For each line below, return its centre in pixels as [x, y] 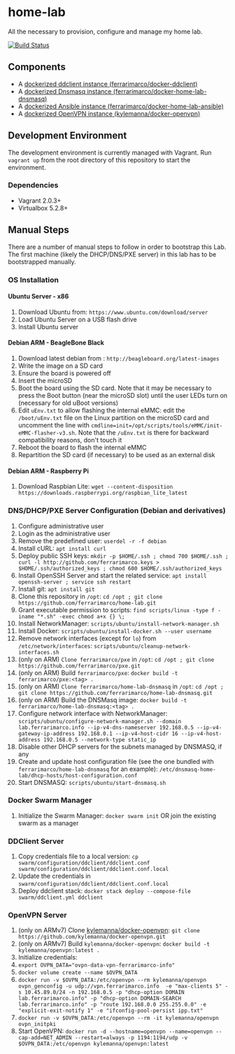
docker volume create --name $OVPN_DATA [78, 973]
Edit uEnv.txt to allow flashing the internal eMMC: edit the [101, 410]
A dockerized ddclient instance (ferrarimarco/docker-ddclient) [108, 84]
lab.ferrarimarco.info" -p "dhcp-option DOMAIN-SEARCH [100, 999]
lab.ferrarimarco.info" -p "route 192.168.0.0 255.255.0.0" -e [112, 1005]
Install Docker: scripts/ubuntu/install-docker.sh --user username [115, 630]
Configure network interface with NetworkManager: [93, 713]
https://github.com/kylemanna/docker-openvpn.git [92, 937]
